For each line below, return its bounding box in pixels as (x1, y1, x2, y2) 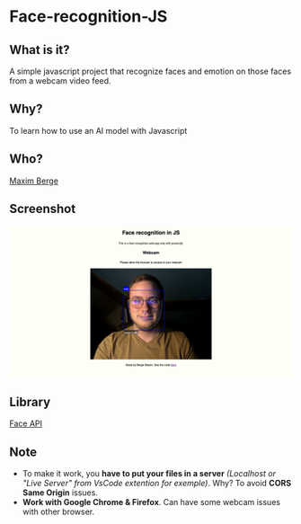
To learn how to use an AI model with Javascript (9, 125, 188, 136)
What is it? (9, 42, 70, 58)
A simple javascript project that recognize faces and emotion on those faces (9, 66, 292, 76)
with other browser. (22, 506, 95, 518)
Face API (9, 418, 43, 429)
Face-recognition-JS (9, 6, 168, 27)
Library (9, 395, 51, 410)
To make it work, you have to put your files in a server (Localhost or (22, 468, 277, 479)
